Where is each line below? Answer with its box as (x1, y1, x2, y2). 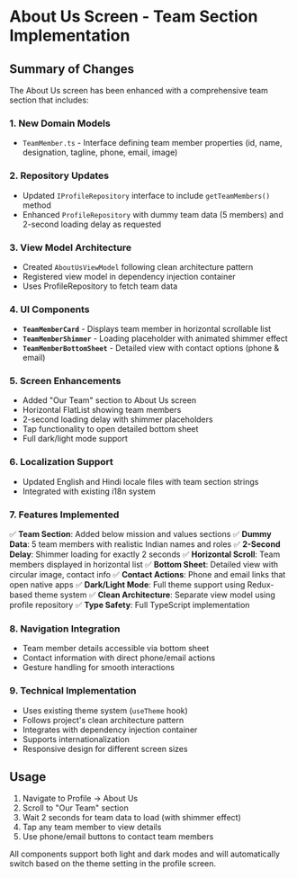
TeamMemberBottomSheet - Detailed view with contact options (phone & (22, 343, 280, 354)
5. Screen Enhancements (9, 375, 121, 388)
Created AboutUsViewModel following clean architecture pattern (22, 261, 254, 272)
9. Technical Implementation (9, 685, 137, 697)
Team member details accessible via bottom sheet (22, 643, 210, 654)
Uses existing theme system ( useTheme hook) (22, 704, 189, 716)
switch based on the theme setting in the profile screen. (9, 858, 217, 869)
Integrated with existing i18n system (22, 486, 156, 497)
